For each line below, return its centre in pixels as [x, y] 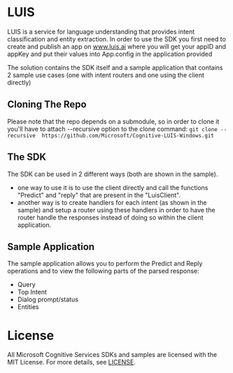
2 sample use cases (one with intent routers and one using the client [106, 75]
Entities [28, 307]
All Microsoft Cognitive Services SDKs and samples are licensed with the [112, 355]
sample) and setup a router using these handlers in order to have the [116, 210]
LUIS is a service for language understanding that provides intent [101, 32]
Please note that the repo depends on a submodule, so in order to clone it [113, 121]
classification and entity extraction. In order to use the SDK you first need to [116, 39]
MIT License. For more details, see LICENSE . [72, 362]
